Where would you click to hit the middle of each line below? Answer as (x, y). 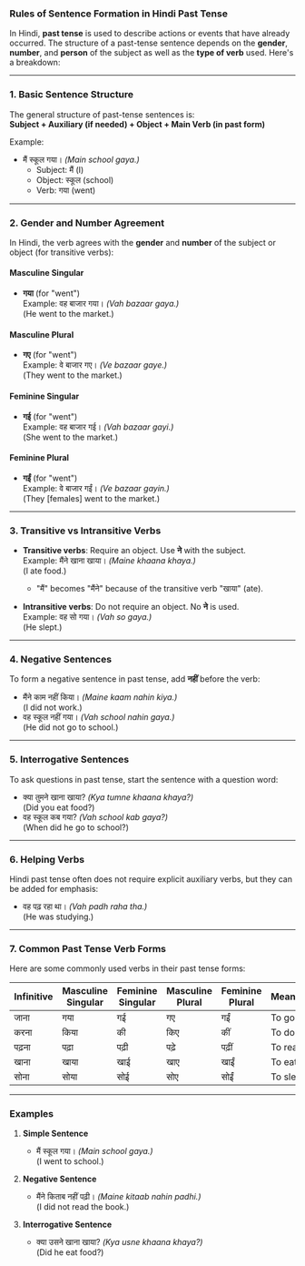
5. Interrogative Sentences (69, 760)
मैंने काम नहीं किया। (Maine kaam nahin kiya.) (100, 697)
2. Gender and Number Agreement (87, 223)
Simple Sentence (55, 1134)
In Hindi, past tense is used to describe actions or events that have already (150, 34)
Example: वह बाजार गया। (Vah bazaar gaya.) (101, 304)
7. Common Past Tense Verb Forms (88, 948)
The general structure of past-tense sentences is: (102, 114)
